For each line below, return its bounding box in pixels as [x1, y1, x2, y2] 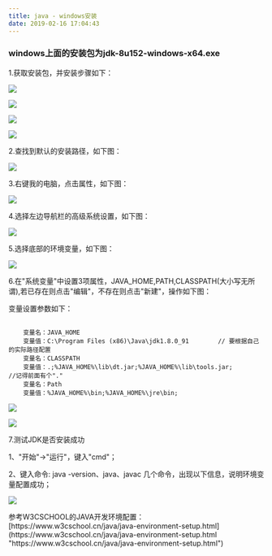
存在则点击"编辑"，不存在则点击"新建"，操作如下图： [34, 286, 212, 296]
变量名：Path [23, 380, 63, 389]
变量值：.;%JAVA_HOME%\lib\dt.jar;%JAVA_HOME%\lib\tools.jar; [23, 363, 233, 371]
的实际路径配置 [8, 345, 51, 354]
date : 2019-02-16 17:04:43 [8, 20, 100, 28]
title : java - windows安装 [8, 11, 97, 20]
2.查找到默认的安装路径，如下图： [8, 146, 122, 155]
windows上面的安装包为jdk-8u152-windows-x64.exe [8, 48, 221, 59]
